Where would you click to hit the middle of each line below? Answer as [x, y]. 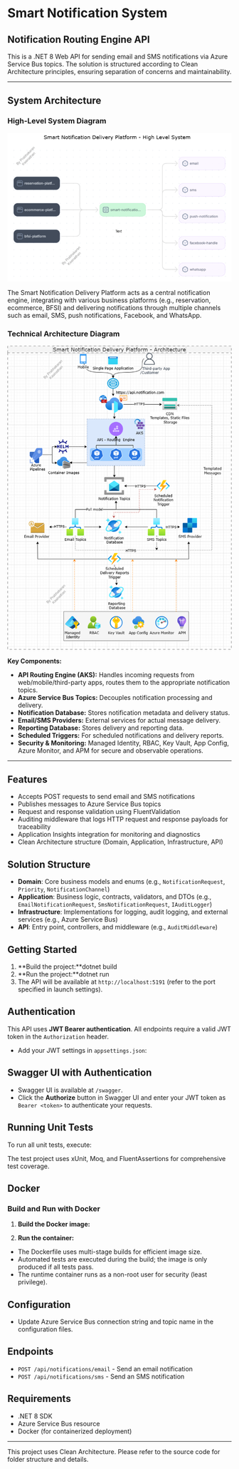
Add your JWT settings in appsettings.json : [82, 1050]
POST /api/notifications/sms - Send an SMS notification [101, 1376]
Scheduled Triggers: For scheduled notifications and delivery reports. [121, 735]
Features [27, 779]
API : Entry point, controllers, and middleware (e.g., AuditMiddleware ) [118, 927]
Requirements [39, 1399]
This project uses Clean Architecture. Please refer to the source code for [114, 1451]
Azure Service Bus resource [59, 1423]
